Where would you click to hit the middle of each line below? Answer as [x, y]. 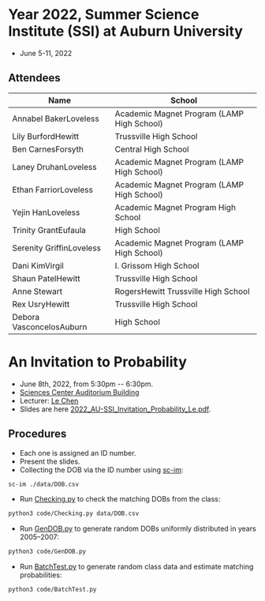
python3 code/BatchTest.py [52, 590]
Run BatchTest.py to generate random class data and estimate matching [136, 567]
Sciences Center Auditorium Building [79, 392]
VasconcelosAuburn [50, 327]
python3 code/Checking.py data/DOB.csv [74, 514]
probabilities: [41, 575]
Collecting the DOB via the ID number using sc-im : [101, 470]
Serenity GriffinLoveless [56, 248]
